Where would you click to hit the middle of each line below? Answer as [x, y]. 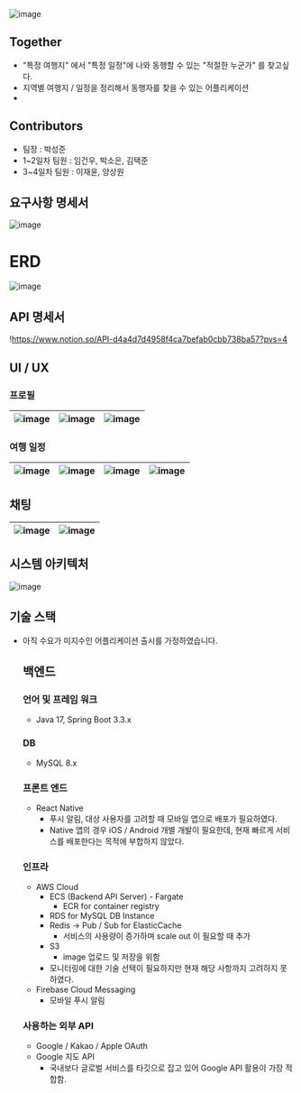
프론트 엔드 [45, 787]
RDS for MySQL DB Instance [102, 916]
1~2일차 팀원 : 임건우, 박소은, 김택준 [85, 160]
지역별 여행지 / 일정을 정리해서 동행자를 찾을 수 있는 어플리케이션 [136, 87]
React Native [59, 808]
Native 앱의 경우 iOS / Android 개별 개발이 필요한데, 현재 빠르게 [161, 830]
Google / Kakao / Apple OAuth [92, 1046]
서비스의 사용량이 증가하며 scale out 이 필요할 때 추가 [156, 936]
